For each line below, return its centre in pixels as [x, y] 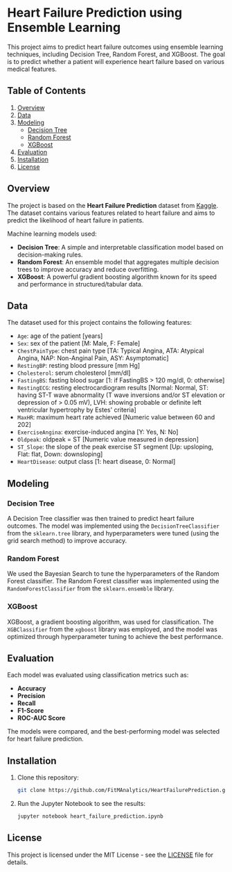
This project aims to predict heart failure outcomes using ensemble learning [115, 47]
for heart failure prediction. [46, 739]
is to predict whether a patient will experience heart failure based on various [116, 61]
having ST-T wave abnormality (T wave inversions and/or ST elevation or [121, 395]
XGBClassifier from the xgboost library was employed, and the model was [113, 629]
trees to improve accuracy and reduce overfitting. [88, 269]
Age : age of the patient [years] [60, 336]
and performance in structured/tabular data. [80, 284]
